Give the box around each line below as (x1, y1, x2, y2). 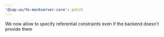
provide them (5, 26, 32, 32)
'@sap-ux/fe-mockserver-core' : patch (5, 7, 83, 12)
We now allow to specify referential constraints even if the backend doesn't (5, 21, 160, 27)
